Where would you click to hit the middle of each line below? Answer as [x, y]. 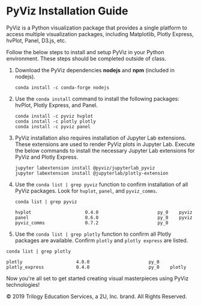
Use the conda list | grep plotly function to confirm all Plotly [93, 234]
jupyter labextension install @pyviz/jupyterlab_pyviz [85, 168]
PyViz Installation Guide [67, 11]
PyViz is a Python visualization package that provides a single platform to [97, 28]
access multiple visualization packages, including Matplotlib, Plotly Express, [100, 34]
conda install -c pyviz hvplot [54, 116]
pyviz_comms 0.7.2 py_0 [91, 223]
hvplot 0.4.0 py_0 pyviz [104, 212]
